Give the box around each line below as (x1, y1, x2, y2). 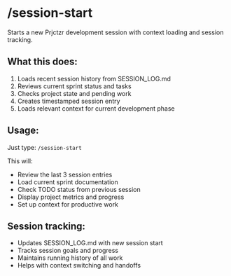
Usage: (7, 125, 40, 137)
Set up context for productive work (17, 200, 119, 208)
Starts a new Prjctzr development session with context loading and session (7, 28, 224, 36)
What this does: (7, 56, 78, 68)
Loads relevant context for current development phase (17, 104, 175, 113)
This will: (7, 156, 33, 165)
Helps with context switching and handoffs (17, 261, 141, 270)
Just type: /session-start (7, 143, 82, 151)
